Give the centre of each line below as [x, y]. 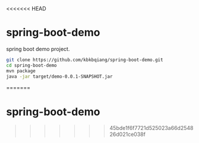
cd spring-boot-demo [32, 65]
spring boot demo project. [38, 49]
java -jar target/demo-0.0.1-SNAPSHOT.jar [59, 77]
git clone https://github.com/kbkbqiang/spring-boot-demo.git [85, 60]
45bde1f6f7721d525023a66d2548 [151, 128]
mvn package [21, 71]
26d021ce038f [127, 134]
